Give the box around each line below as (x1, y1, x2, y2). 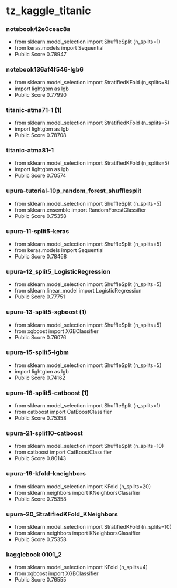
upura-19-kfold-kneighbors (6, 470, 86, 478)
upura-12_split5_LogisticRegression (6, 267, 111, 276)
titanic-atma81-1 (6, 147, 54, 154)
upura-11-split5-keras (6, 227, 70, 235)
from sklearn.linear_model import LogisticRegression (14, 287, 142, 294)
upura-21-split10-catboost (6, 429, 83, 437)
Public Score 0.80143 (14, 455, 66, 462)
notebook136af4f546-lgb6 (6, 66, 84, 74)
